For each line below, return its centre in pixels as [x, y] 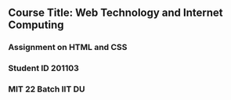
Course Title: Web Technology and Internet [115, 13]
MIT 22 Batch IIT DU [47, 89]
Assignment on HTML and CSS [68, 48]
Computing [36, 25]
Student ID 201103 [44, 68]
